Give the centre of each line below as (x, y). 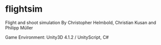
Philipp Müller (19, 27)
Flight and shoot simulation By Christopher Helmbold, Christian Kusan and (81, 22)
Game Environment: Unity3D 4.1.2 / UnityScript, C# (57, 37)
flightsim (24, 9)
